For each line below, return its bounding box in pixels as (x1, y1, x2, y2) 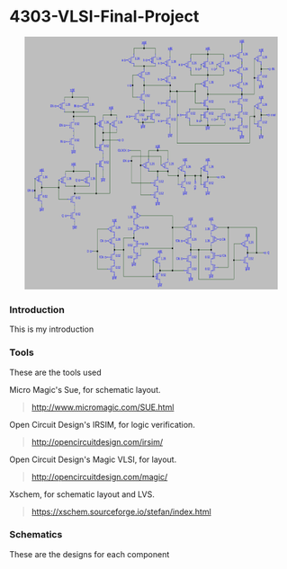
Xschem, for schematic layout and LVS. (9, 488, 155, 500)
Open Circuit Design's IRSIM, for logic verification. (9, 419, 195, 430)
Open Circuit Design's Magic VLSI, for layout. (9, 454, 177, 465)
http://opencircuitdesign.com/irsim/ (31, 436, 164, 447)
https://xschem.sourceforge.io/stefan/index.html (31, 506, 211, 517)
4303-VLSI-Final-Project (9, 6, 200, 27)
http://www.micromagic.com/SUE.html (31, 402, 175, 413)
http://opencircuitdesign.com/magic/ (31, 471, 168, 482)
